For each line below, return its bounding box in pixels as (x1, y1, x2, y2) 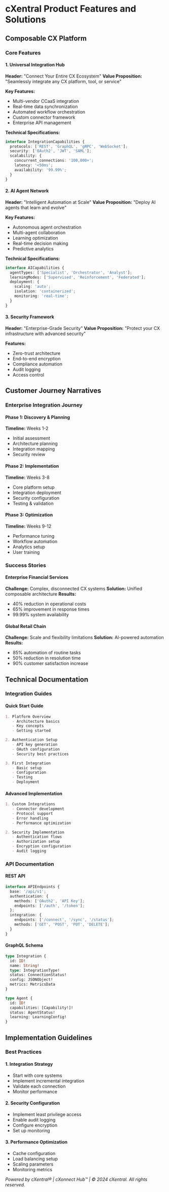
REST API (5, 873, 25, 879)
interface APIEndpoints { (5, 884, 60, 889)
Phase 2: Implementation (5, 463, 59, 469)
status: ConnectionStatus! (10, 973, 67, 978)
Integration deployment (12, 490, 62, 496)
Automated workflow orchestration (12, 108, 86, 115)
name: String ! (10, 963, 39, 968)
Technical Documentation (5, 675, 89, 684)
